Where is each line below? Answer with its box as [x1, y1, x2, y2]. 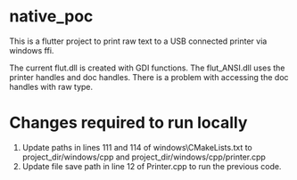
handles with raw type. [9, 81, 94, 92]
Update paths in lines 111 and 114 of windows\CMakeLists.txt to [21, 142, 252, 152]
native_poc [9, 6, 94, 27]
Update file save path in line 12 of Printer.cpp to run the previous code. [21, 160, 282, 171]
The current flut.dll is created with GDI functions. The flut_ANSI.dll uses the [9, 62, 285, 73]
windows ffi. [9, 45, 54, 55]
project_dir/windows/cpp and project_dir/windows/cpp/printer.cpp [21, 151, 266, 162]
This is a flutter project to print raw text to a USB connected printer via [9, 36, 268, 46]
